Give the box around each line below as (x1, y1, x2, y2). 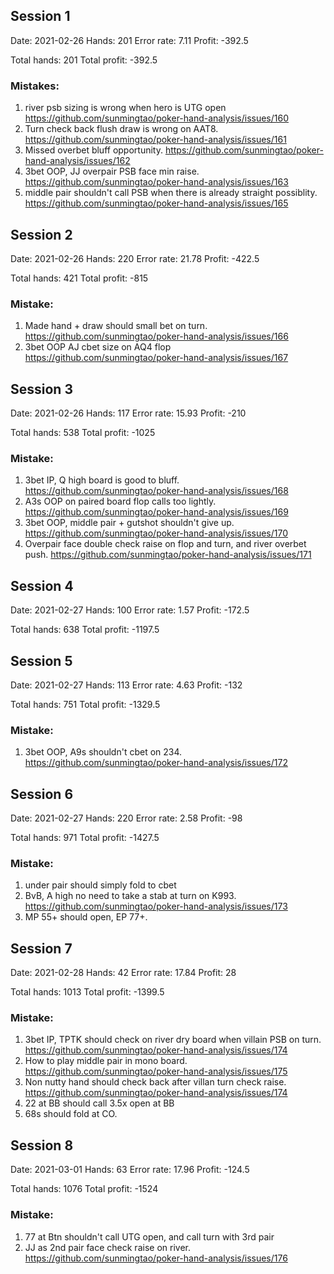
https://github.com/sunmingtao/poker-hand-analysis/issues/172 (24, 757, 288, 769)
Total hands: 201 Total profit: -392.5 (10, 54, 158, 66)
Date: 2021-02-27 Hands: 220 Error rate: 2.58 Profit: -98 (10, 812, 243, 824)
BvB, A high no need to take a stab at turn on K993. (24, 890, 237, 902)
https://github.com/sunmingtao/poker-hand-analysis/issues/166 (24, 330, 289, 343)
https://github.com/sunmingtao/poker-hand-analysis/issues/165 (24, 197, 289, 209)
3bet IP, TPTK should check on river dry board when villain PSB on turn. (24, 1034, 322, 1046)
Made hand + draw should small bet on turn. (24, 320, 208, 332)
